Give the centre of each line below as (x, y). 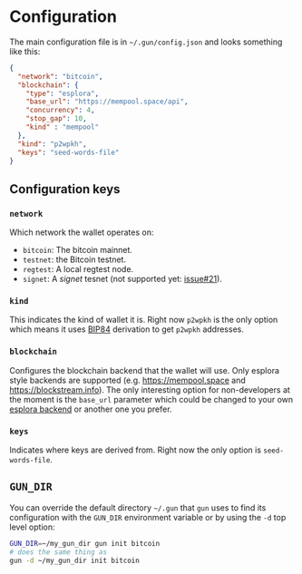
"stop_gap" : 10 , (57, 119)
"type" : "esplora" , (63, 93)
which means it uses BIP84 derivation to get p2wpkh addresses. (127, 329)
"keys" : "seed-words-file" (68, 152)
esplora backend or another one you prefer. (91, 409)
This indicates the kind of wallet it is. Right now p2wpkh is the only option (144, 320)
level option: (33, 527)
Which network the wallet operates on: (82, 232)
